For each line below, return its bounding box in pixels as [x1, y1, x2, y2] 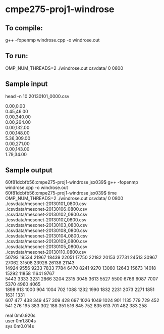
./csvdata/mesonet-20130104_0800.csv [5, 233, 88, 239]
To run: [5, 52, 28, 60]
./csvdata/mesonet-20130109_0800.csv [5, 238, 87, 245]
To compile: [5, 24, 43, 32]
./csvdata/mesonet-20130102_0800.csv [5, 211, 88, 218]
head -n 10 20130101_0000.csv [5, 93, 70, 99]
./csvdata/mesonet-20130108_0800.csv [5, 227, 88, 233]
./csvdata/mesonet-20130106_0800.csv [5, 206, 87, 212]
